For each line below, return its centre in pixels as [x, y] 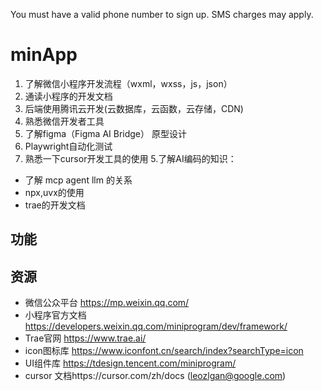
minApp [44, 55]
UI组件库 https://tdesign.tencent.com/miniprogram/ [130, 363]
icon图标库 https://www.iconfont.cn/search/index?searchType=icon [164, 351]
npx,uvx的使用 [54, 192]
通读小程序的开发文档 [68, 96]
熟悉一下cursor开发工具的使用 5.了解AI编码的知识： [130, 158]
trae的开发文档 [55, 205]
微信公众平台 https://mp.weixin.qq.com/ [107, 303]
